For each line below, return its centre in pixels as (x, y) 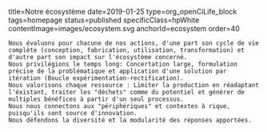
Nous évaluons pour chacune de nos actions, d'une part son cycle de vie (134, 43)
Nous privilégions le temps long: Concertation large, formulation (123, 64)
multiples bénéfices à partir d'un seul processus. (96, 99)
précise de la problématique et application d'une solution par (118, 71)
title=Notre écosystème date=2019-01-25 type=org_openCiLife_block (123, 12)
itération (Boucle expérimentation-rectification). (96, 78)
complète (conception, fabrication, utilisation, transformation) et (127, 50)
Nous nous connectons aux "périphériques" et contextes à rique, (119, 106)
